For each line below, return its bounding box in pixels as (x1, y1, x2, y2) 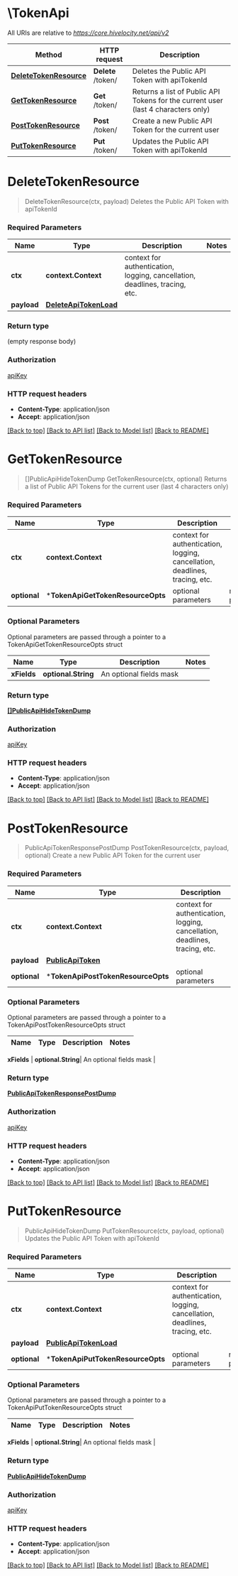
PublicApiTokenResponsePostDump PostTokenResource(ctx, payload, (24, 844, 229, 852)
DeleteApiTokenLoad (45, 300, 118, 310)
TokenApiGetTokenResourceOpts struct (7, 640, 123, 648)
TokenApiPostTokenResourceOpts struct (7, 1021, 126, 1029)
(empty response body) (7, 337, 76, 346)
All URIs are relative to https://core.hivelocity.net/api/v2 (7, 28, 169, 37)
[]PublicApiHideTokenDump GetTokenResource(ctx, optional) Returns (24, 474, 227, 483)
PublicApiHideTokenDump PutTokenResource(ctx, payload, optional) (24, 1227, 225, 1235)
